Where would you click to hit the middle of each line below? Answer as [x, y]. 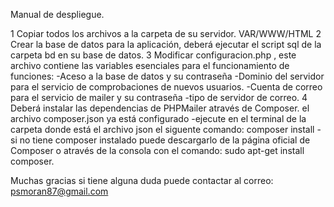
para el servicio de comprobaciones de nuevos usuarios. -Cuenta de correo [166, 87]
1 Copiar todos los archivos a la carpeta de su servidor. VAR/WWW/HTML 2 [166, 33]
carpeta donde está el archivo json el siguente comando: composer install [162, 129]
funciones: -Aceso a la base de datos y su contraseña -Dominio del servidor [167, 76]
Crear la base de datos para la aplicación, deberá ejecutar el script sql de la [166, 44]
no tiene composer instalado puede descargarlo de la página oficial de [165, 140]
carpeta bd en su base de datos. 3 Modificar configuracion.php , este [153, 55]
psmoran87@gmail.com [59, 191]
